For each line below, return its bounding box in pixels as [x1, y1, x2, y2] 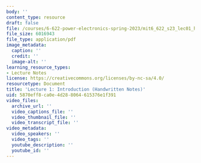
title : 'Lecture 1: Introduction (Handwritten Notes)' [6, 87, 146, 93]
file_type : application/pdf [6, 36, 77, 42]
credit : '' [11, 53, 39, 59]
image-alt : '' [11, 59, 47, 64]
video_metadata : [6, 125, 47, 131]
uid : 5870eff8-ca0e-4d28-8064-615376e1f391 [6, 92, 117, 98]
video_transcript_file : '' [11, 120, 79, 126]
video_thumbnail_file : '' [11, 114, 77, 120]
